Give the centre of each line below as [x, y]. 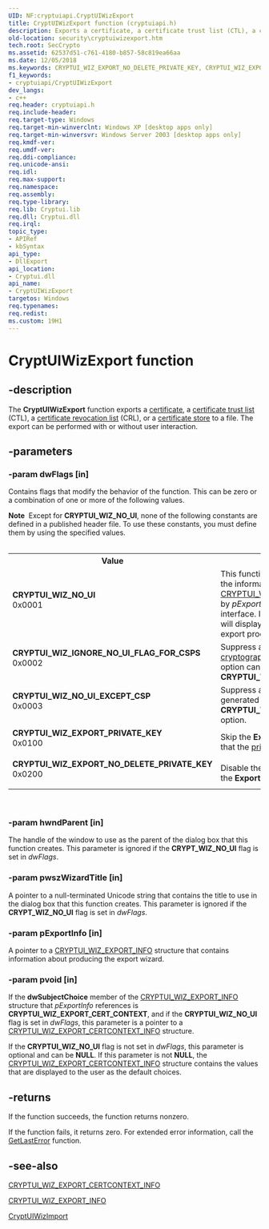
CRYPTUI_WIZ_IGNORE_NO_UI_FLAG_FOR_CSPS [106, 653]
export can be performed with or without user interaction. [103, 426]
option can [240, 667]
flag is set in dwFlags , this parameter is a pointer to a [96, 1022]
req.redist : [28, 313]
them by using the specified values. [67, 532]
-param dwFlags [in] [49, 474]
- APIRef [23, 239]
